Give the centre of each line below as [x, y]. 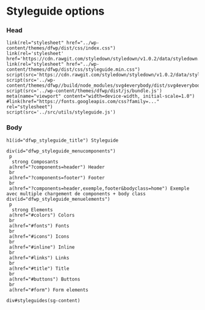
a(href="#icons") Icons [39, 236]
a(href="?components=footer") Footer [57, 178]
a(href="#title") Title [39, 269]
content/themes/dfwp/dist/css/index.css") [61, 48]
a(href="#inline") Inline [42, 247]
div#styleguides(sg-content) [43, 300]
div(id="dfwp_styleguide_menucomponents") [61, 151]
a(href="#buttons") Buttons [45, 279]
